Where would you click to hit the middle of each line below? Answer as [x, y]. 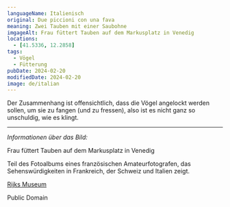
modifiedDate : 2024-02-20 [44, 77]
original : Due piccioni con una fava [61, 20]
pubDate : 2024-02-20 [37, 71]
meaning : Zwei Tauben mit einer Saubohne [67, 26]
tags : [15, 52]
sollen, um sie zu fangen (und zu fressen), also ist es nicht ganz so [101, 110]
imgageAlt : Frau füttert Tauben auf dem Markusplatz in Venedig [101, 33]
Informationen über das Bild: [47, 137]
